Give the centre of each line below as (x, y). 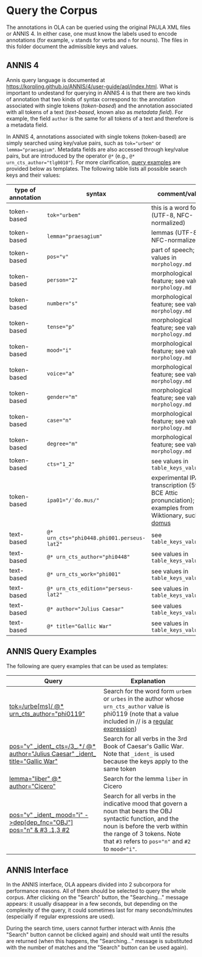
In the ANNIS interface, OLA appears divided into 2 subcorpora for (89, 885)
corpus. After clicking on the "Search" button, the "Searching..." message (97, 897)
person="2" (63, 280)
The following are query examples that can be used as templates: (87, 666)
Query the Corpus (52, 11)
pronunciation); (173, 500)
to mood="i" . (120, 848)
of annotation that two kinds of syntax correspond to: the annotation (91, 99)
